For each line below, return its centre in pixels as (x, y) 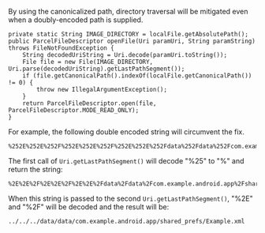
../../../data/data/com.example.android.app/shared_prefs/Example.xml (127, 221)
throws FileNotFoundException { (61, 48)
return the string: (35, 169)
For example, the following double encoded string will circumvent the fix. (126, 132)
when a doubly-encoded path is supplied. (76, 20)
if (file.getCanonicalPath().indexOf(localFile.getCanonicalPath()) (137, 76)
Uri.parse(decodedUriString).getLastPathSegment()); (97, 69)
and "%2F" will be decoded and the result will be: (89, 207)
